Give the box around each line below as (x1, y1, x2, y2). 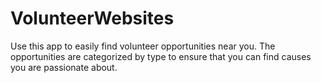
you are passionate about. (10, 61, 118, 73)
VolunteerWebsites (10, 7, 175, 30)
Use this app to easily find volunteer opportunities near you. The (10, 40, 276, 52)
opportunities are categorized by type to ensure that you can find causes (10, 50, 312, 62)
